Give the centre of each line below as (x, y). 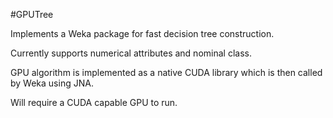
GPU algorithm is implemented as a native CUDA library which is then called (166, 72)
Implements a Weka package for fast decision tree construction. (142, 33)
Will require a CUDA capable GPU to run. (94, 102)
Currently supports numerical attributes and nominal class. (131, 53)
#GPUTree (32, 14)
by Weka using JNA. (52, 83)
